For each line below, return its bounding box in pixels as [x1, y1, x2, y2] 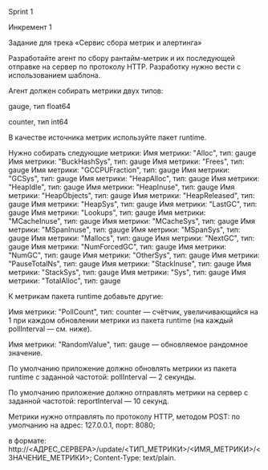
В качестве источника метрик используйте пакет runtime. [8, 132, 207, 142]
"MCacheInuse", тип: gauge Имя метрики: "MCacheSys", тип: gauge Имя [8, 217, 255, 225]
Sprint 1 [8, 7, 34, 16]
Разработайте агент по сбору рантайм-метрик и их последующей [8, 54, 235, 63]
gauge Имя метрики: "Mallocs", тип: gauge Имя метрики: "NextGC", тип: [8, 233, 255, 243]
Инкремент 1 [8, 22, 52, 31]
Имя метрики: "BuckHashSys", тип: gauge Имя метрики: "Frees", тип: [8, 156, 245, 166]
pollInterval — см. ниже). [8, 324, 92, 334]
